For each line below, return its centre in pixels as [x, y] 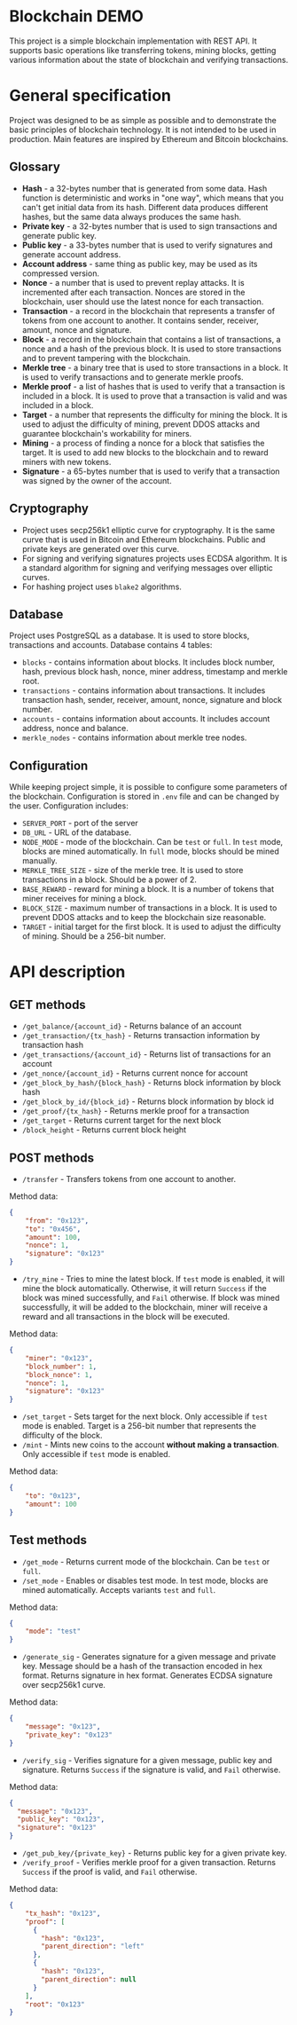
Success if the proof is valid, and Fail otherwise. [109, 1871]
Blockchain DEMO [77, 16]
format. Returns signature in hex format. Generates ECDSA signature [147, 1675]
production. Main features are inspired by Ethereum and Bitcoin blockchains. [149, 138]
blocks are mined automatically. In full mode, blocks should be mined [150, 851]
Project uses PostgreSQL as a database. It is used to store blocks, [129, 635]
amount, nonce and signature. [77, 329]
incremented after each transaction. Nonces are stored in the [133, 292]
